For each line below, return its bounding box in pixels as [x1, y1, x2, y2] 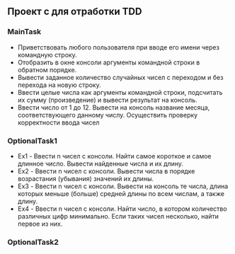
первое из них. [17, 219, 63, 228]
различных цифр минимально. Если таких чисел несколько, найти [17, 212, 219, 220]
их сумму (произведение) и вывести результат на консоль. [17, 96, 197, 104]
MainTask [7, 27, 42, 37]
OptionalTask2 [7, 237, 59, 247]
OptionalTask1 [7, 136, 58, 146]
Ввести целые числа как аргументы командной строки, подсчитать [17, 88, 223, 96]
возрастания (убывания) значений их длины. [17, 174, 154, 183]
